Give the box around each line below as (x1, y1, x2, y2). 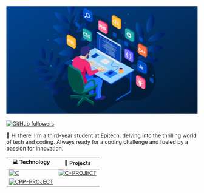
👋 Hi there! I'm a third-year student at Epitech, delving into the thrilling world (6, 132, 197, 139)
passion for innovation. (6, 144, 64, 152)
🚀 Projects (64, 159, 91, 166)
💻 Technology (12, 158, 50, 166)
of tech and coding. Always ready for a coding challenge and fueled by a (6, 138, 188, 145)
